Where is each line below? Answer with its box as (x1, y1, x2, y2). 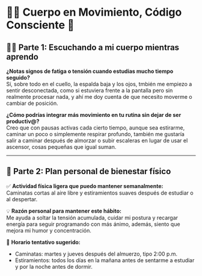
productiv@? (6, 118, 40, 125)
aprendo (6, 51, 39, 62)
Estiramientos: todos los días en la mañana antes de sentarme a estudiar (14, 256, 195, 264)
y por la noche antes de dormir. (14, 263, 93, 270)
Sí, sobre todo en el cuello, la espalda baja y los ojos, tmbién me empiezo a (6, 81, 192, 87)
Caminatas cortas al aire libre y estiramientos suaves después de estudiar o (6, 189, 194, 196)
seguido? (6, 74, 30, 81)
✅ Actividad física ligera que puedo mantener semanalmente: (6, 182, 164, 189)
